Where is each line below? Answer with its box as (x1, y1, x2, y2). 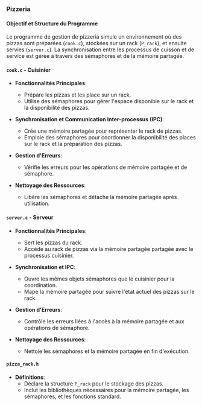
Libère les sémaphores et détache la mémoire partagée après (24, 194, 177, 201)
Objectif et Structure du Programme (6, 20, 98, 27)
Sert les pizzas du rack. (24, 239, 83, 246)
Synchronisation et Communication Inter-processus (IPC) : (14, 116, 165, 123)
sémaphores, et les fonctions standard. (24, 393, 122, 400)
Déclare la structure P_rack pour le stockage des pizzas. (24, 379, 164, 387)
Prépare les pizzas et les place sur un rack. (24, 91, 131, 98)
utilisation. (24, 200, 50, 207)
